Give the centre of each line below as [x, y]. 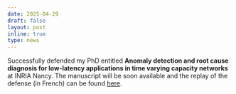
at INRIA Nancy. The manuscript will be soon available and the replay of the [118, 76]
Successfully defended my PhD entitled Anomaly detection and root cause [118, 61]
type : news [23, 41]
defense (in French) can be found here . [65, 83]
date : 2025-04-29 [33, 14]
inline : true [27, 34]
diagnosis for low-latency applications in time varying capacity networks [118, 68]
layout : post [27, 27]
